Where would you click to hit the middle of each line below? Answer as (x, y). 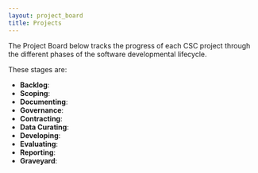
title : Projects (35, 23)
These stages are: (38, 69)
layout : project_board (46, 15)
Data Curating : (44, 127)
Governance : (42, 110)
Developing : (40, 135)
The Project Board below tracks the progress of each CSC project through (129, 45)
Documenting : (44, 102)
